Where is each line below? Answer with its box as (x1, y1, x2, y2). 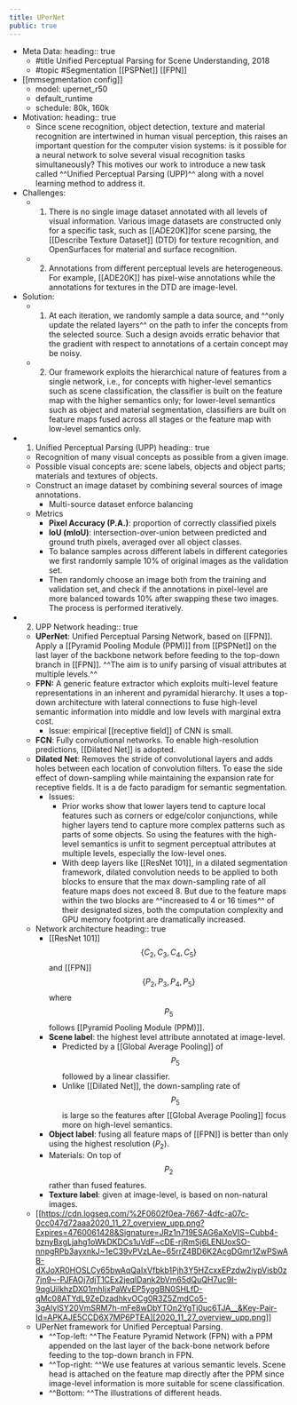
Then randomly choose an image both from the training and (48, 574, 267, 584)
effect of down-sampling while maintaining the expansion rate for (35, 772, 275, 782)
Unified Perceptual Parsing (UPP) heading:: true (35, 441, 210, 453)
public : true (9, 21, 58, 30)
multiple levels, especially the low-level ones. (61, 847, 228, 858)
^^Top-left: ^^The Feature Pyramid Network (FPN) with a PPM (48, 1331, 273, 1342)
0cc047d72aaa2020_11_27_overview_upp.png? (35, 1218, 205, 1228)
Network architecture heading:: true (35, 923, 167, 933)
